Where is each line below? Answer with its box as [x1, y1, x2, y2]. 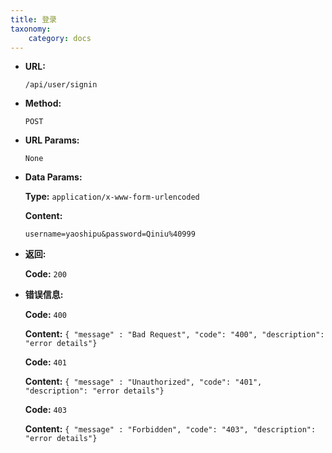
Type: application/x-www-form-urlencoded [24, 191, 200, 203]
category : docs [28, 33, 92, 43]
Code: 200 [24, 268, 68, 280]
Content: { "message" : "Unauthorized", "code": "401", [24, 376, 263, 388]
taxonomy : [10, 24, 52, 34]
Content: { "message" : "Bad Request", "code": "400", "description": [24, 328, 325, 340]
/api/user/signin [24, 80, 98, 90]
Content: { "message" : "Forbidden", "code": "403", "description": [24, 423, 317, 435]
